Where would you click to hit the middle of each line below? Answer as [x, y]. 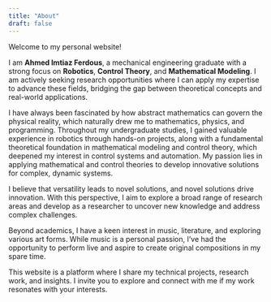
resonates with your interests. [58, 289]
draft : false [30, 24]
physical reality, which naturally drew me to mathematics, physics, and [127, 121]
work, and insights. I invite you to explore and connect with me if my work [131, 280]
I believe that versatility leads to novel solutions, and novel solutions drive [131, 188]
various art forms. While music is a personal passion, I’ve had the [117, 239]
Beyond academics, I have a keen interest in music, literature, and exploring [135, 230]
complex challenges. [43, 214]
